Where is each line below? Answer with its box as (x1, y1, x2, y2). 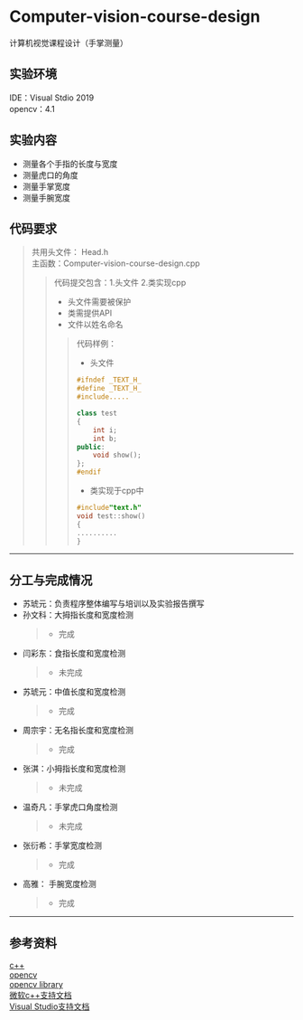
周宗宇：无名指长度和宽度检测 (22, 725, 133, 736)
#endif (76, 467, 102, 477)
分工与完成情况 (9, 572, 93, 588)
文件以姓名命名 (67, 319, 124, 330)
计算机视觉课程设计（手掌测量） (9, 37, 128, 48)
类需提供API (67, 307, 113, 318)
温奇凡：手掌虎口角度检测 (22, 802, 118, 813)
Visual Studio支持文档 (9, 1001, 90, 1012)
